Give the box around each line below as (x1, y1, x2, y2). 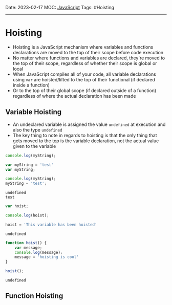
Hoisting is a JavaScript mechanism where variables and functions (12, 43, 154, 50)
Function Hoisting (5, 292, 63, 300)
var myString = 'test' (5, 162, 54, 167)
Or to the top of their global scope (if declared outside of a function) (12, 87, 157, 94)
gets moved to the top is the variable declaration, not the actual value (12, 138, 159, 144)
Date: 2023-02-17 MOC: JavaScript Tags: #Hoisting (5, 5, 114, 10)
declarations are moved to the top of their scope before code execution (12, 49, 164, 55)
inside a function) (12, 82, 50, 88)
